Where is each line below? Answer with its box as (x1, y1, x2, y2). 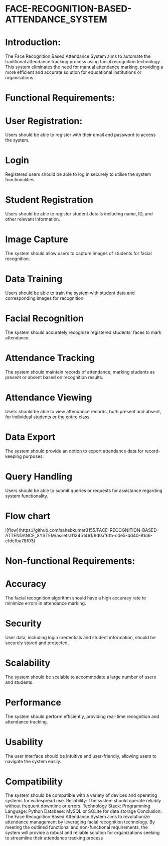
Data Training (5, 273, 63, 285)
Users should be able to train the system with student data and (5, 290, 135, 296)
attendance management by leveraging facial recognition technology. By (5, 819, 155, 825)
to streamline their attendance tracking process (5, 835, 103, 841)
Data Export (5, 431, 56, 442)
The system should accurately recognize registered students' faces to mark (5, 329, 162, 335)
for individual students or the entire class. (5, 414, 91, 420)
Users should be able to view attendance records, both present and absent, (5, 408, 161, 414)
